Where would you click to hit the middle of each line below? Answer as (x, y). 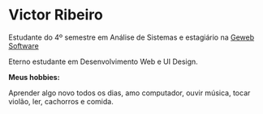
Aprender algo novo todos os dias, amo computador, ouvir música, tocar (129, 93)
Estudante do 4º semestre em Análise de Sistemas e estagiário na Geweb (131, 37)
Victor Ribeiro (56, 15)
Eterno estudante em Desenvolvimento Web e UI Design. (103, 61)
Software (24, 45)
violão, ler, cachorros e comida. (61, 101)
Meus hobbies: (34, 77)
